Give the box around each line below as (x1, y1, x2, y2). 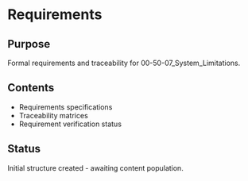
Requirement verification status (18, 119, 122, 129)
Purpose (7, 37, 51, 51)
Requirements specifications (18, 102, 113, 112)
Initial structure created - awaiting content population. (7, 163, 184, 172)
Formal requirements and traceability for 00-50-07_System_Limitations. (7, 58, 241, 67)
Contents (7, 81, 55, 94)
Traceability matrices (18, 110, 88, 120)
